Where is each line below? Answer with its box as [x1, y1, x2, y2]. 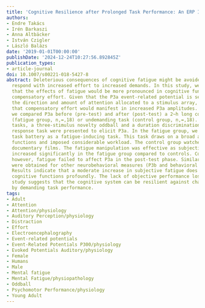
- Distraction [6, 219, 43, 225]
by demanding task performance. [12, 185, 95, 191]
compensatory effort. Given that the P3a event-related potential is [12, 94, 192, 100]
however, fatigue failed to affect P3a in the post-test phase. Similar [12, 156, 201, 162]
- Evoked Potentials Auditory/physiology [6, 247, 113, 253]
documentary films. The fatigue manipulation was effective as [12, 145, 176, 151]
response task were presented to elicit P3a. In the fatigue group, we [12, 128, 198, 134]
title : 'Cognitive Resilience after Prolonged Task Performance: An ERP [6, 9, 195, 15]
